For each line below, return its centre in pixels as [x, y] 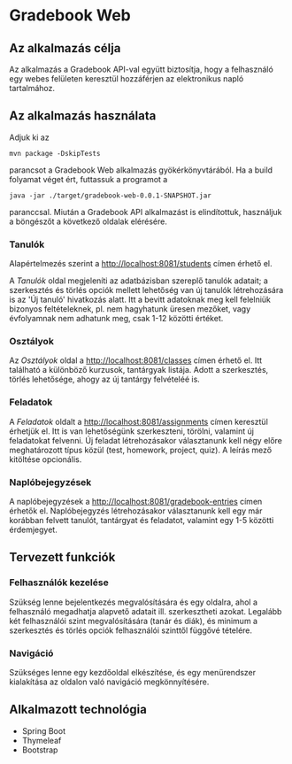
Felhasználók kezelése [59, 583]
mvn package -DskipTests [55, 153]
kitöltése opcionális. [46, 459]
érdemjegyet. [33, 529]
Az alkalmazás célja [65, 48]
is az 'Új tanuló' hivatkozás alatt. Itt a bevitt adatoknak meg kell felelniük [140, 300]
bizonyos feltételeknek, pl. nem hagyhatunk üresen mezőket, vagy [130, 309]
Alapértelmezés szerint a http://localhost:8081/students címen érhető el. [141, 264]
